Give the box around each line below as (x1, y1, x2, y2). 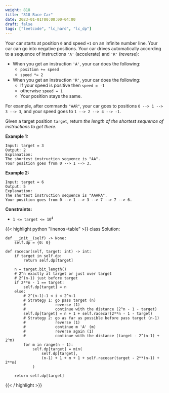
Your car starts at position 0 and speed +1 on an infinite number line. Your (5, 40, 158, 46)
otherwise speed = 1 (20, 88, 63, 94)
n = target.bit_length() (14, 267, 67, 272)
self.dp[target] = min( (32, 347, 82, 352)
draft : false (5, 21, 33, 27)
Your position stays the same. (20, 93, 82, 99)
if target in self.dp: (14, 254, 62, 259)
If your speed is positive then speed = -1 (20, 82, 105, 89)
